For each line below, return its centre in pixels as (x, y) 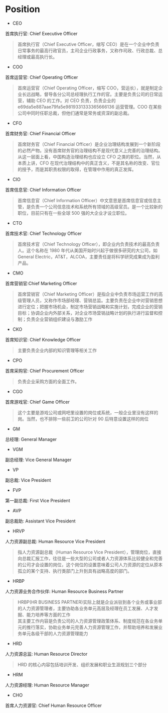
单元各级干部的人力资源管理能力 (55, 633)
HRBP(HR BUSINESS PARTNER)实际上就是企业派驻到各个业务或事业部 (90, 602)
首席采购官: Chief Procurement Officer (45, 371)
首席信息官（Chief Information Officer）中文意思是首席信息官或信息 (87, 200)
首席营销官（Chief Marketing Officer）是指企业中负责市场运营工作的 (88, 294)
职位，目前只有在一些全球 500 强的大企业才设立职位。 (73, 213)
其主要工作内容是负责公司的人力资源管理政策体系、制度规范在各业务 (88, 621)
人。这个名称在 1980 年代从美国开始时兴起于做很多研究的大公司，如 (88, 250)
